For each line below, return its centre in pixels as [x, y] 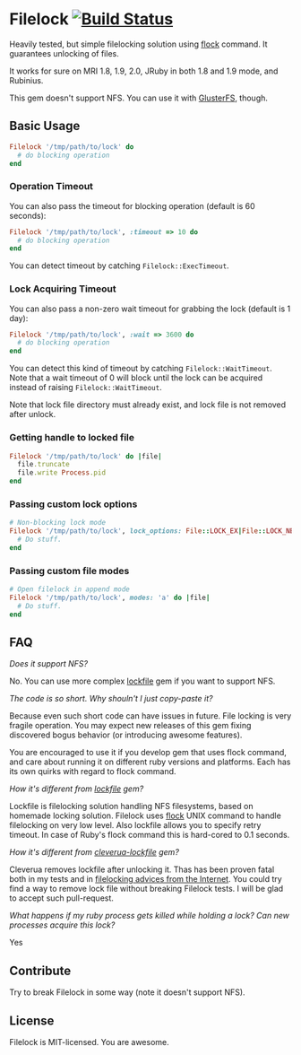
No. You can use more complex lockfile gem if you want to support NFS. [142, 681]
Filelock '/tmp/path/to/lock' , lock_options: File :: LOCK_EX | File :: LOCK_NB [152, 531]
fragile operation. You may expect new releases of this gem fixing [130, 726]
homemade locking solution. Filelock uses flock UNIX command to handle [146, 815]
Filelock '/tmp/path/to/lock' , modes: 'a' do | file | [110, 597]
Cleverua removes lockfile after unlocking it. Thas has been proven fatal [142, 869]
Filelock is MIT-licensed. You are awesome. [89, 1042]
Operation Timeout [52, 187]
